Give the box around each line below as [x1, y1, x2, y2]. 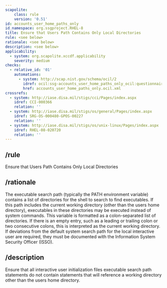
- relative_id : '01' [9, 68, 52, 73]
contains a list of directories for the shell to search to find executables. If [5, 196, 154, 202]
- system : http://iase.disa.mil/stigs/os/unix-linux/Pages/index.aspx [9, 123, 159, 128]
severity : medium [14, 58, 50, 63]
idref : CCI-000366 [14, 100, 52, 105]
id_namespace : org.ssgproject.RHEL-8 [5, 26, 83, 31]
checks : [5, 63, 21, 68]
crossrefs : [5, 91, 28, 96]
